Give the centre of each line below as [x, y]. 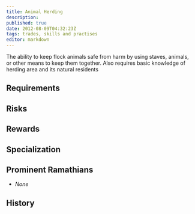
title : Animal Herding [34, 12]
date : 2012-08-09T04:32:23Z [41, 28]
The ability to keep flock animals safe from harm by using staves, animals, [97, 57]
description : [22, 17]
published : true [26, 23]
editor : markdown [28, 40]
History [20, 203]
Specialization [34, 150]
